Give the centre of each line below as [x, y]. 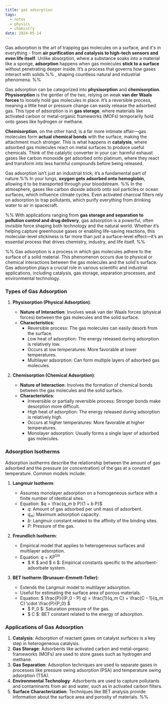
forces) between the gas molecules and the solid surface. [79, 317]
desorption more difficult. [54, 406]
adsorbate [38, 568]
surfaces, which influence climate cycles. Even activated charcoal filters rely [84, 195]
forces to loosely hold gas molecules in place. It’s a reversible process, [78, 100]
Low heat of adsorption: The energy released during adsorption [93, 339]
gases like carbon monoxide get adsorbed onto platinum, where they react [82, 158]
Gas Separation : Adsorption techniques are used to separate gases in [85, 665]
